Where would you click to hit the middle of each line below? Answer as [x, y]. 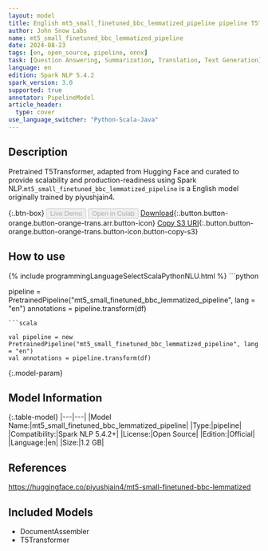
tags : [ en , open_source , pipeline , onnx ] [78, 53]
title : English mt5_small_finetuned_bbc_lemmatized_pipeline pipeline [128, 23]
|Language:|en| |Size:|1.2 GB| [56, 443]
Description [38, 152]
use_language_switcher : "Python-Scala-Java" [83, 120]
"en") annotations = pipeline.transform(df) [77, 308]
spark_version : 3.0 [41, 82]
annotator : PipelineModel [51, 98]
